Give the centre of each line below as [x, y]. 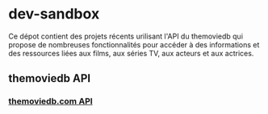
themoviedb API [50, 78]
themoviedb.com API [50, 101]
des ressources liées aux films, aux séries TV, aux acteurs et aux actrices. [131, 53]
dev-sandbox [54, 14]
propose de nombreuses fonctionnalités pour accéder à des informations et [134, 44]
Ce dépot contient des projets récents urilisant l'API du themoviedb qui [126, 36]
